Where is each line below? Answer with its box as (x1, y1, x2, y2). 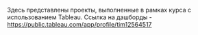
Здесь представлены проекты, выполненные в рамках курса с (7, 6, 192, 14)
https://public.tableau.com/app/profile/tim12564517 (7, 21, 152, 28)
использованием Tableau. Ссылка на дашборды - (7, 13, 153, 21)
